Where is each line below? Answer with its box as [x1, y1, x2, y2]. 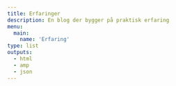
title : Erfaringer [7, 10, 61, 17]
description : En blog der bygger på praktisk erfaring [7, 17, 170, 24]
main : [13, 29, 30, 37]
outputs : [7, 49, 33, 56]
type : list [7, 42, 39, 49]
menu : [7, 23, 23, 30]
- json [13, 68, 33, 75]
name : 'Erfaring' [19, 36, 70, 43]
